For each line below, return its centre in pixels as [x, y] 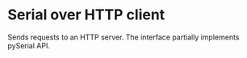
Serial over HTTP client [86, 15]
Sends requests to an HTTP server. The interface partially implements [123, 37]
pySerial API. [29, 45]
